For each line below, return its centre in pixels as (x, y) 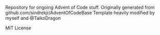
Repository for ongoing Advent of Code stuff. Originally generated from (80, 7)
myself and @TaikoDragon (33, 18)
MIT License (18, 28)
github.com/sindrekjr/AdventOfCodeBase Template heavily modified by (80, 13)
